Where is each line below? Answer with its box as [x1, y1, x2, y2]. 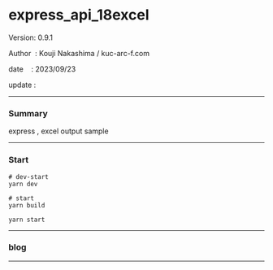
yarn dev [8, 180, 38, 188]
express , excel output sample [8, 126, 109, 136]
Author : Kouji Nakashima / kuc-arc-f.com [8, 48, 150, 58]
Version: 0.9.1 [8, 33, 54, 42]
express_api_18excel [8, 6, 149, 24]
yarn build [8, 201, 45, 209]
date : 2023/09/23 [8, 63, 76, 74]
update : [8, 80, 37, 89]
